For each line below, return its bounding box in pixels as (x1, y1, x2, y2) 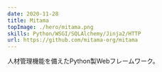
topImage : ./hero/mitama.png (7, 23, 94, 30)
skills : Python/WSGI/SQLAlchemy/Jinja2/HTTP (7, 30, 141, 37)
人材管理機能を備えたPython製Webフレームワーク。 (7, 57, 159, 66)
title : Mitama (7, 17, 50, 24)
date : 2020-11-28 (7, 10, 59, 18)
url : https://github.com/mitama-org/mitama (7, 37, 139, 44)
